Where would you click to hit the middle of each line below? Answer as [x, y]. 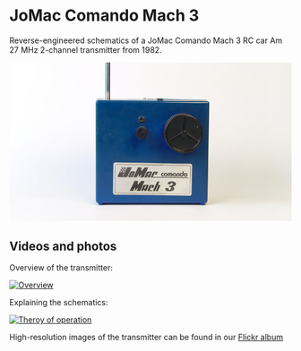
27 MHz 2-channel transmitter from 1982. [86, 49]
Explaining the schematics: [59, 303]
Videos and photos [63, 246]
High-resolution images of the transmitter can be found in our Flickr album [146, 338]
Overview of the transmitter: [61, 268]
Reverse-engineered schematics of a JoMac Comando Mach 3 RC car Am [146, 40]
